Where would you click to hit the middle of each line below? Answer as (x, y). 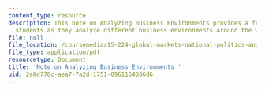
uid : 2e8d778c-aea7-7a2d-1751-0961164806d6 (81, 74)
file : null (26, 38)
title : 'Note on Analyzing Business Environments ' (95, 67)
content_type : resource (47, 15)
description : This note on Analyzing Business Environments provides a (128, 23)
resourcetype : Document (47, 60)
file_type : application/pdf (54, 52)
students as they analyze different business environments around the (134, 30)
